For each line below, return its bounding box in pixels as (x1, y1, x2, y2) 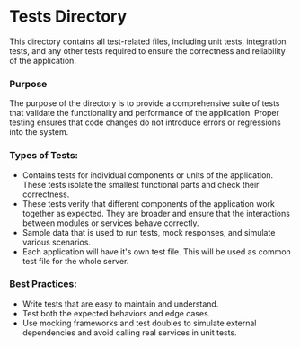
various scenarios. (22, 236, 92, 247)
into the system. (9, 127, 69, 138)
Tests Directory (9, 6, 128, 27)
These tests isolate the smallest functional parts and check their (22, 179, 260, 190)
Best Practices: (9, 278, 78, 290)
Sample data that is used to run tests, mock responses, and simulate (22, 227, 276, 237)
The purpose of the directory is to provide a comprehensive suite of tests (9, 98, 280, 109)
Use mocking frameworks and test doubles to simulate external (22, 317, 257, 328)
